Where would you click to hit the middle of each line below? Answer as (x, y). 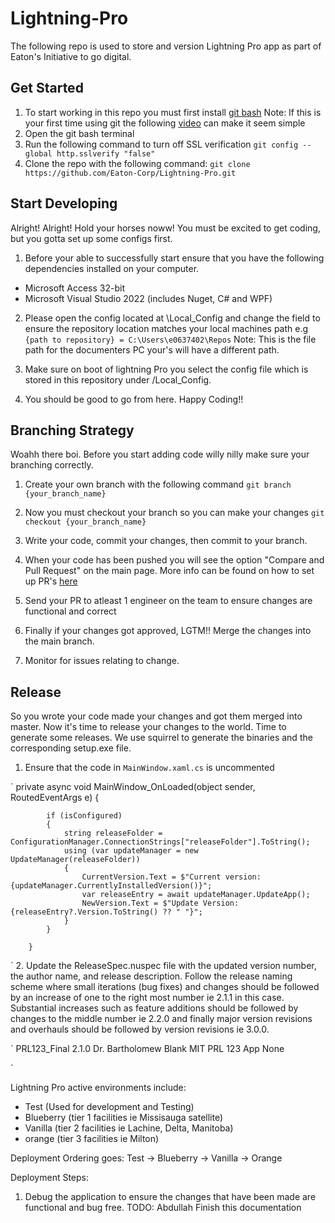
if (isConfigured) (84, 816)
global (38, 153)
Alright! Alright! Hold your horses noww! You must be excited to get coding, (165, 228)
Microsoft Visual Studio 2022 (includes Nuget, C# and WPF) (148, 298)
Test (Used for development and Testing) (109, 1107)
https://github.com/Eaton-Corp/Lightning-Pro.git (130, 173)
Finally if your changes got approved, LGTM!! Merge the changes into (168, 631)
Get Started (47, 88)
